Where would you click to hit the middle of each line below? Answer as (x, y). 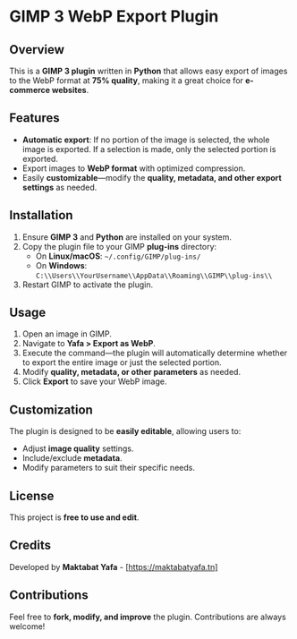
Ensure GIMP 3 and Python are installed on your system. (127, 237)
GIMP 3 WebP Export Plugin (114, 17)
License (32, 495)
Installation (41, 215)
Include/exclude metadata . (72, 458)
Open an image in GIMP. (67, 334)
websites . (70, 90)
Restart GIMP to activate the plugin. (88, 285)
